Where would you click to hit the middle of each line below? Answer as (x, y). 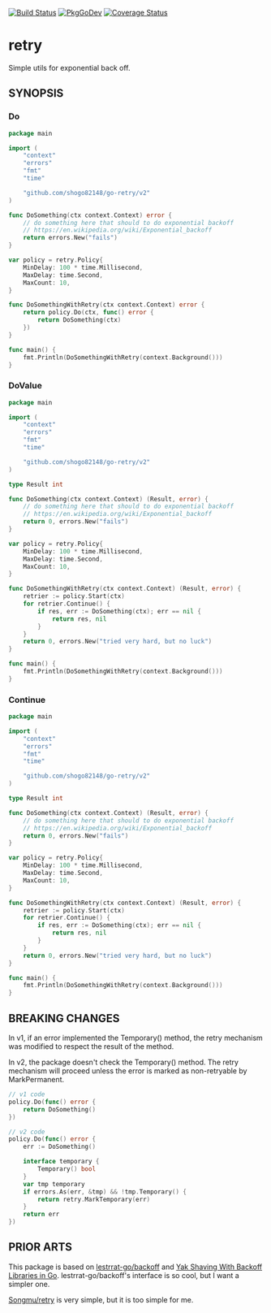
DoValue (25, 386)
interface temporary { (61, 1162)
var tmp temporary (54, 1184)
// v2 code (27, 1132)
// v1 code (27, 1094)
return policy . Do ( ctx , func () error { (88, 313)
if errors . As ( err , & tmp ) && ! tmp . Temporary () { (105, 1192)
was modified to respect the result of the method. (91, 1046)
